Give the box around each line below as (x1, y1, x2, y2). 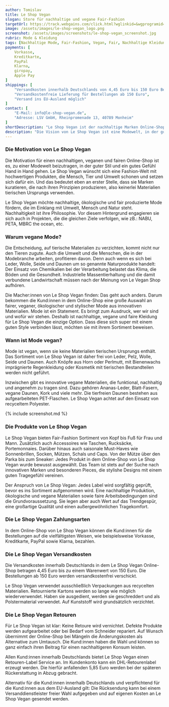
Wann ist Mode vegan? (5, 336, 62, 343)
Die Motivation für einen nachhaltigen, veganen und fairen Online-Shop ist (5, 157, 159, 163)
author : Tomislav (5, 7, 42, 13)
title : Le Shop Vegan (5, 12, 51, 17)
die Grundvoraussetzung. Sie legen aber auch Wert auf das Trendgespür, (5, 498, 157, 504)
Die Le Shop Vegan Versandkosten (5, 551, 92, 558)
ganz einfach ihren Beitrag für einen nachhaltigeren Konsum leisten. (5, 644, 146, 651)
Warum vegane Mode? (5, 233, 62, 240)
